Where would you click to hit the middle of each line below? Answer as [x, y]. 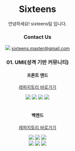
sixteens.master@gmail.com [40, 48]
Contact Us [37, 37]
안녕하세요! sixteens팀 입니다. [37, 23]
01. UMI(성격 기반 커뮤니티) [37, 62]
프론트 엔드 [37, 75]
